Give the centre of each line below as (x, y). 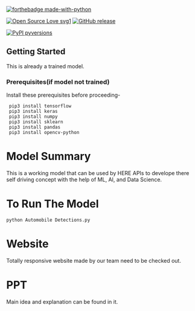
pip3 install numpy (34, 117)
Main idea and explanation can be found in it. (62, 301)
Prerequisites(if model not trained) (58, 82)
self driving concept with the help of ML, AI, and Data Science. (84, 180)
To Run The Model (53, 204)
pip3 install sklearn (36, 122)
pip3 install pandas (35, 127)
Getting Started (36, 52)
